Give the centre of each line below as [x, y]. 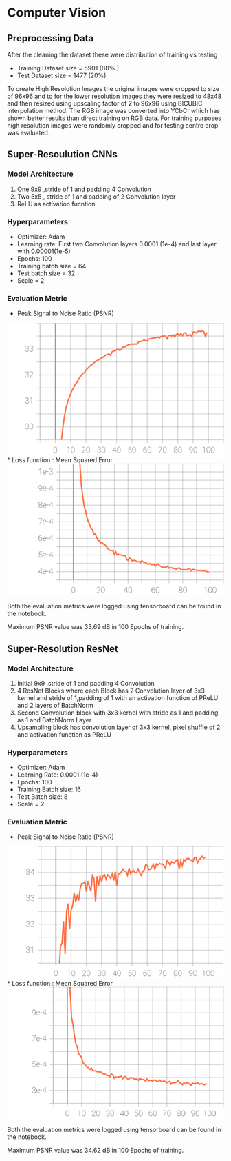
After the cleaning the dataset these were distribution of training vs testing [112, 54]
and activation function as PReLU [64, 734]
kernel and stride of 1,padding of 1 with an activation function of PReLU [118, 697]
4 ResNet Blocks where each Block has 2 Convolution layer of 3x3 [111, 691]
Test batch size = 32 [46, 273]
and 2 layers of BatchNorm [55, 705]
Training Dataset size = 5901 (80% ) [68, 68]
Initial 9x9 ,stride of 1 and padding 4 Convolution [86, 683]
